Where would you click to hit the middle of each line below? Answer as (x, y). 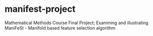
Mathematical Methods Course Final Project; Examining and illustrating (76, 23)
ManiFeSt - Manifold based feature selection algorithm (60, 28)
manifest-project (40, 9)
